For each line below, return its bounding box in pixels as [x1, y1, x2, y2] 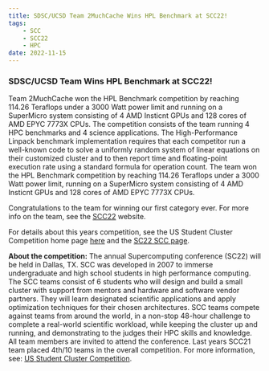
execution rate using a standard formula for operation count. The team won [8, 162, 257, 172]
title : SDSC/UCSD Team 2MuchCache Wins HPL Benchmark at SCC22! [8, 11, 228, 20]
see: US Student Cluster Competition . [8, 354, 132, 364]
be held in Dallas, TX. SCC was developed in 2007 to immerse [8, 260, 214, 270]
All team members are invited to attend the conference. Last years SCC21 [8, 336, 251, 346]
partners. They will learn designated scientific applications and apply [8, 294, 237, 304]
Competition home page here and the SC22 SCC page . [8, 236, 190, 246]
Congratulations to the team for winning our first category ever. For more [8, 203, 249, 213]
